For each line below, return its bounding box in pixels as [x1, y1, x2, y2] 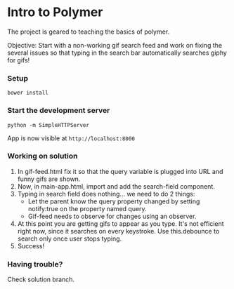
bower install [7, 89, 49, 97]
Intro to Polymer [7, 4, 103, 20]
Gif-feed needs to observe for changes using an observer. [27, 212, 197, 220]
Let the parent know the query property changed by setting [27, 197, 200, 206]
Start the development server [7, 106, 110, 116]
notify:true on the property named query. [27, 204, 147, 213]
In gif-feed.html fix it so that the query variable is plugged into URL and [17, 167, 223, 175]
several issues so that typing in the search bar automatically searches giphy [7, 48, 227, 57]
